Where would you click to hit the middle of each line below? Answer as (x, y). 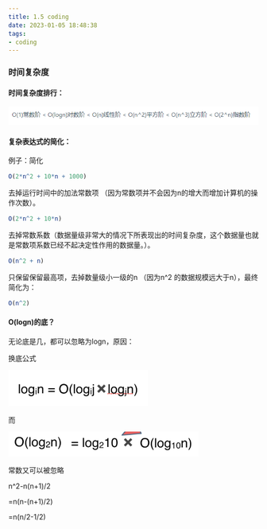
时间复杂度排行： (36, 92)
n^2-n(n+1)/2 (30, 486)
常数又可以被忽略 (36, 470)
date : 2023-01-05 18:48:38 (53, 25)
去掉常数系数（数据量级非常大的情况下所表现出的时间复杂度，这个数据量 (126, 235)
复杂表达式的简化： (40, 141)
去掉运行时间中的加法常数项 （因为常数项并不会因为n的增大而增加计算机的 (130, 193)
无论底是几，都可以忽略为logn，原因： (71, 341)
